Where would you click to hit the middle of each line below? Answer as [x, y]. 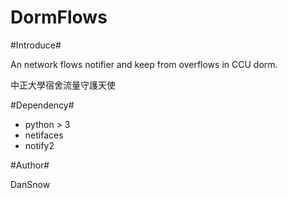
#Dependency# [42, 105]
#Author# [30, 165]
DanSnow [30, 184]
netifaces [44, 135]
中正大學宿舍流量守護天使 [63, 85]
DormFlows [59, 17]
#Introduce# [36, 45]
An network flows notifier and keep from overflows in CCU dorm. [144, 64]
